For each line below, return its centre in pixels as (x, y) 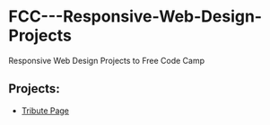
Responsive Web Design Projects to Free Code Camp (107, 60)
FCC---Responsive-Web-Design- (135, 17)
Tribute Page (45, 111)
